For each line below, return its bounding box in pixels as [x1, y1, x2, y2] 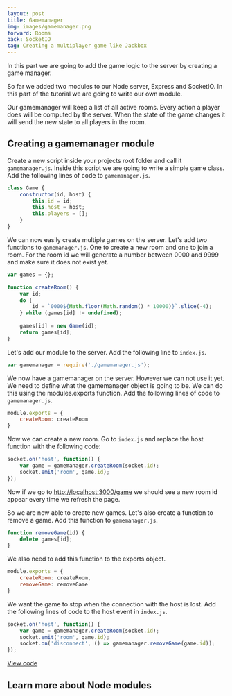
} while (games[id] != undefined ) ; [19, 309, 123, 316]
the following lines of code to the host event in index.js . [7, 607, 168, 616]
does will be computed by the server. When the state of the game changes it [7, 110, 226, 119]
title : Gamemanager [7, 17, 64, 24]
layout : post [7, 10, 45, 17]
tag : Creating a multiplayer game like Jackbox [7, 42, 148, 49]
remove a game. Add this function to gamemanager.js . [7, 516, 158, 524]
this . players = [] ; [32, 210, 89, 217]
